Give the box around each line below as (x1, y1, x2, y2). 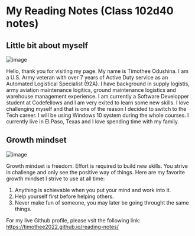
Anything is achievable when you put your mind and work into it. (14, 186, 171, 193)
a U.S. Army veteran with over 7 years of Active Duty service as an (6, 74, 168, 81)
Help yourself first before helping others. (14, 193, 114, 200)
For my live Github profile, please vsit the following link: (6, 216, 141, 224)
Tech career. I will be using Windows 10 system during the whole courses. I (6, 111, 189, 119)
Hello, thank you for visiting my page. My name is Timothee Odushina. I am (6, 68, 189, 75)
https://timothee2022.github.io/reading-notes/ (6, 223, 119, 230)
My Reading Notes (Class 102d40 (6, 4, 174, 18)
